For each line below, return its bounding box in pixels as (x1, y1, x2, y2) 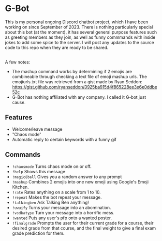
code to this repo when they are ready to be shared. (5, 45, 109, 50)
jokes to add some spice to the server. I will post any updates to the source (5, 39, 154, 45)
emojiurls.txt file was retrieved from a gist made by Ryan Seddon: (12, 78, 143, 85)
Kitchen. (12, 184, 29, 190)
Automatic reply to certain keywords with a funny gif (12, 136, 117, 142)
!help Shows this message (12, 168, 66, 174)
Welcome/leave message (12, 126, 63, 132)
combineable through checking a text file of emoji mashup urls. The (12, 74, 147, 79)
